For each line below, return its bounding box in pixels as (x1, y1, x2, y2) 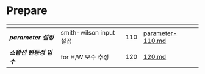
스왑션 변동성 (9, 48, 45, 56)
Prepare (6, 4, 48, 18)
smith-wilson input (60, 28, 115, 36)
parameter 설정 (9, 33, 54, 41)
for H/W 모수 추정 (60, 53, 109, 61)
